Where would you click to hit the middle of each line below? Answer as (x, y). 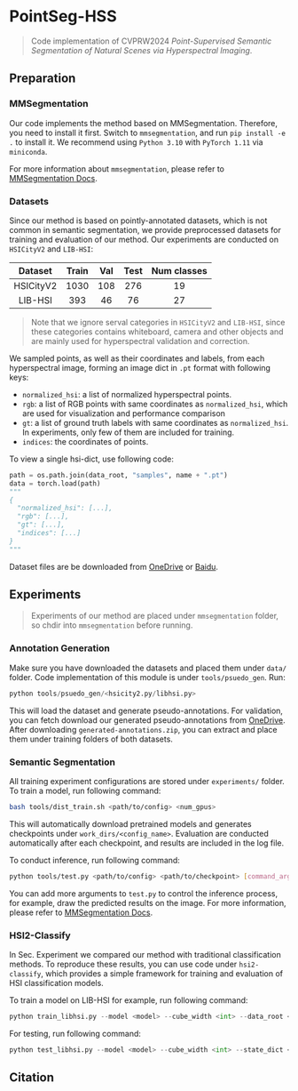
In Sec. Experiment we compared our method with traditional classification (145, 955)
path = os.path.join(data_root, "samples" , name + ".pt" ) (118, 475)
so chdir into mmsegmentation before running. (112, 625)
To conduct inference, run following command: (94, 860)
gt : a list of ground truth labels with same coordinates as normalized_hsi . (155, 422)
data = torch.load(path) (55, 483)
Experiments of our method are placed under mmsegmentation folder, (155, 616)
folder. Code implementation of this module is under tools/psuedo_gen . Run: (147, 677)
